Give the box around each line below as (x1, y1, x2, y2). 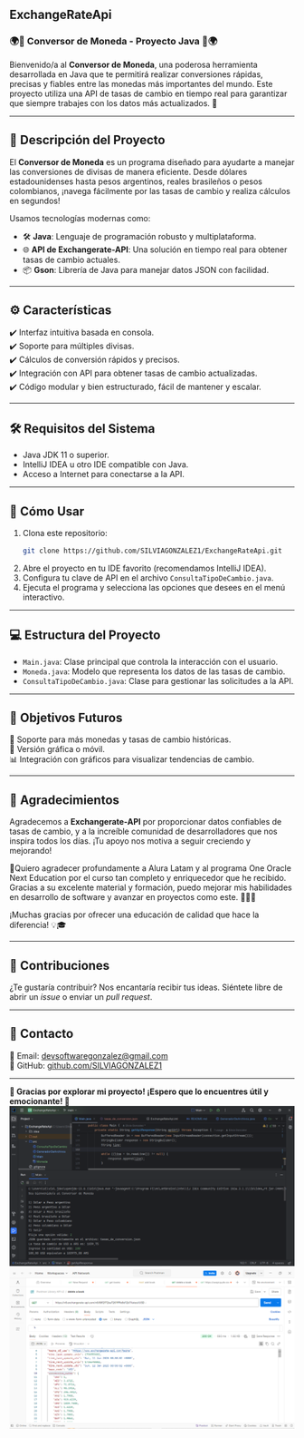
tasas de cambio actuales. (22, 254, 120, 265)
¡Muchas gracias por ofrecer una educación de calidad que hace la (9, 909, 260, 920)
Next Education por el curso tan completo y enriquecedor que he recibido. (9, 873, 287, 884)
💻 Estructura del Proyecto (9, 628, 161, 643)
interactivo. (22, 592, 65, 602)
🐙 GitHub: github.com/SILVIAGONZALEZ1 (9, 1060, 163, 1071)
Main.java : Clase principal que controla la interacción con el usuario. (22, 656, 279, 667)
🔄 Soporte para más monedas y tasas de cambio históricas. (9, 734, 232, 745)
